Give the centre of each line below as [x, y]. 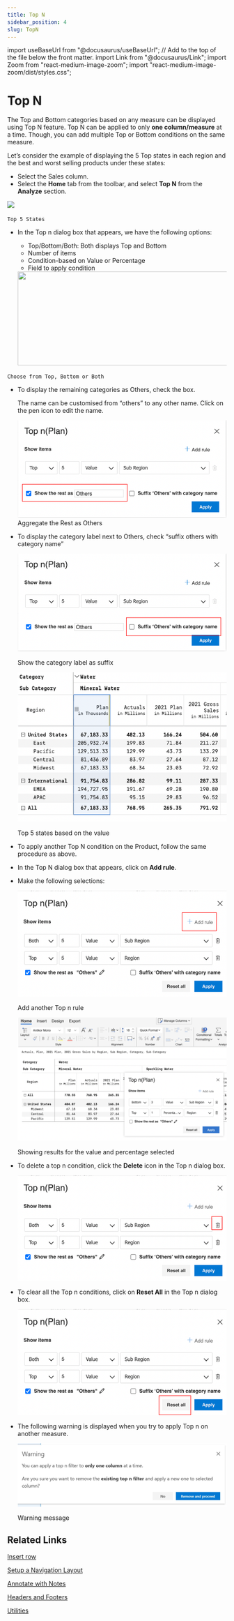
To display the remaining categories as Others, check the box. [106, 390]
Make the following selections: [61, 881]
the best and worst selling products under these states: [86, 163]
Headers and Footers [38, 1597]
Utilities [18, 1611]
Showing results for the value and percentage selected [96, 1152]
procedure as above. [47, 854]
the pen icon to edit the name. [60, 411]
